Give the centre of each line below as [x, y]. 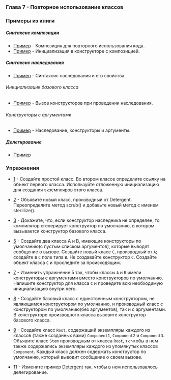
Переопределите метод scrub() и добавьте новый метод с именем [86, 205]
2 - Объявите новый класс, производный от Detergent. [72, 200]
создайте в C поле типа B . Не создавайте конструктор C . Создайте [85, 257]
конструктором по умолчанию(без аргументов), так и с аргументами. [90, 309]
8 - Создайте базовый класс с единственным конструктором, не [84, 299]
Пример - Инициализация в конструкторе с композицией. [76, 51]
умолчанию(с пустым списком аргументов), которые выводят [81, 246]
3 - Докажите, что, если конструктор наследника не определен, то [86, 220]
